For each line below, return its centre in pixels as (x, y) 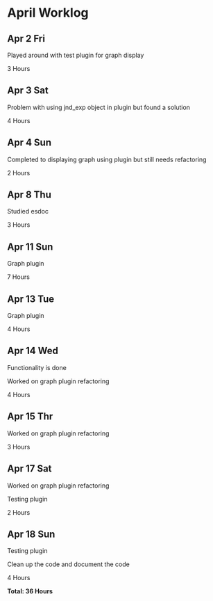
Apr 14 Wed (33, 351)
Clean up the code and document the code (68, 564)
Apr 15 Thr (30, 416)
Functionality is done (37, 367)
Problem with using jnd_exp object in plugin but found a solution (99, 107)
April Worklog (48, 13)
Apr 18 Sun (31, 534)
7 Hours (18, 277)
